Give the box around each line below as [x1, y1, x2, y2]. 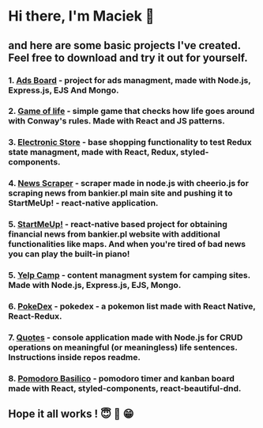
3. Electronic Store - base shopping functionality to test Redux [8, 137, 252, 148]
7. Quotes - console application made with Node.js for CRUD [8, 331, 243, 343]
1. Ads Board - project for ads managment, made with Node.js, [8, 74, 251, 85]
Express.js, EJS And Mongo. [8, 85, 119, 96]
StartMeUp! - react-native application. [8, 198, 159, 209]
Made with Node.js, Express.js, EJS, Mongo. [8, 280, 182, 291]
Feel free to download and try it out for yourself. [8, 51, 248, 64]
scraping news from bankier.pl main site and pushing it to [8, 187, 233, 199]
